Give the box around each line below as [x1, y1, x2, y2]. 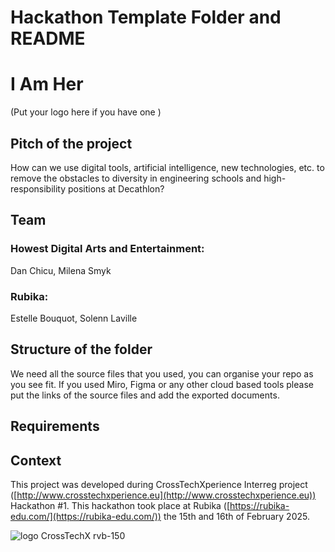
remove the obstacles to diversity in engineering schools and [10, 172, 262, 184]
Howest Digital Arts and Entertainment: [10, 242, 205, 256]
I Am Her [10, 73, 84, 96]
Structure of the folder [10, 341, 153, 358]
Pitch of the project [10, 135, 133, 152]
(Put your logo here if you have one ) [10, 106, 162, 118]
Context [10, 452, 62, 469]
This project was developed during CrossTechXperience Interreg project [10, 478, 308, 490]
